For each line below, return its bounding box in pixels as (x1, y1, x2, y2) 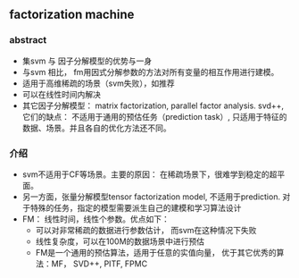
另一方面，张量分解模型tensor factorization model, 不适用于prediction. (21, 191, 281, 202)
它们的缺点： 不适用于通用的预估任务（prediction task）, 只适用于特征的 (21, 111, 287, 122)
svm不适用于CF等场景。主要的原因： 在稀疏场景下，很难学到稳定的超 (21, 169, 278, 180)
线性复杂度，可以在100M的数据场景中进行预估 (35, 236, 205, 247)
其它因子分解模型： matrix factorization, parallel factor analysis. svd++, (21, 100, 284, 111)
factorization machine (9, 7, 135, 22)
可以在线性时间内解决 (21, 88, 101, 99)
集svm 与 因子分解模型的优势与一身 (21, 55, 153, 66)
